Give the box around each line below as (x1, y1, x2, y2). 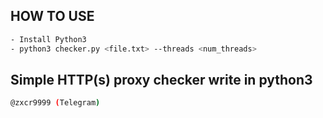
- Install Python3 (10, 34, 87, 44)
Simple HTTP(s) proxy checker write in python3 (10, 71, 313, 88)
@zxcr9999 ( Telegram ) (10, 98, 101, 108)
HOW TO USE (10, 8, 95, 25)
